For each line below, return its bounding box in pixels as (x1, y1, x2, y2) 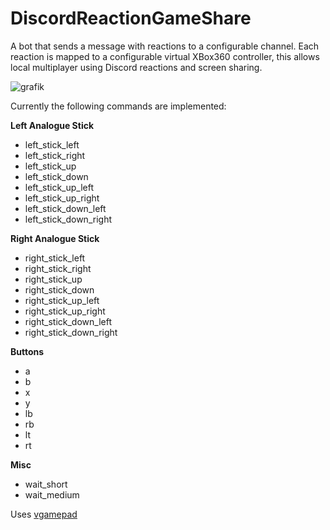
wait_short (24, 478, 68, 490)
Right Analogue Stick (10, 232, 100, 244)
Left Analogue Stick (10, 119, 95, 131)
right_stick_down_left (24, 315, 112, 327)
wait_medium (24, 488, 80, 501)
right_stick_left (24, 252, 86, 264)
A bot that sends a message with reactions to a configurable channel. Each (10, 40, 320, 52)
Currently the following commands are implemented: (10, 100, 227, 112)
